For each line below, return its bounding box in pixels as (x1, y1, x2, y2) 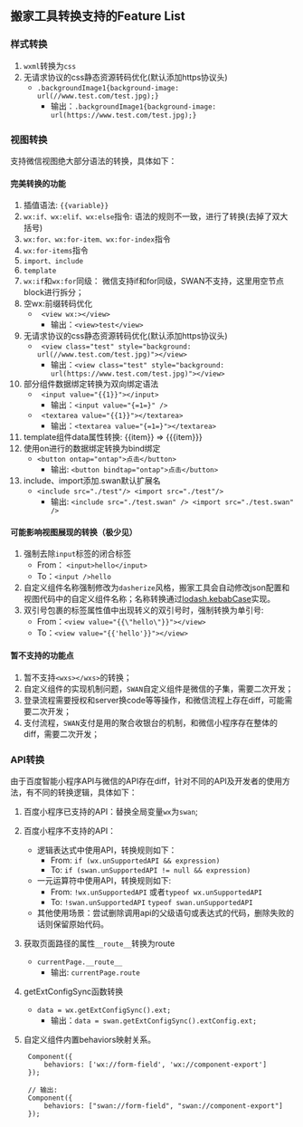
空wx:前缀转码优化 (23, 298, 93, 310)
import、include (23, 257, 84, 266)
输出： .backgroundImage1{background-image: (50, 100, 216, 111)
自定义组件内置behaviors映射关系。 (23, 1034, 156, 1045)
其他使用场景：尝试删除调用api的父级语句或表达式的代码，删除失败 (36, 907, 287, 918)
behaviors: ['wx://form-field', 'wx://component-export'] (43, 1060, 268, 1069)
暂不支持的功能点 (10, 650, 74, 661)
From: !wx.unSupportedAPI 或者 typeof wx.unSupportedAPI (50, 886, 263, 897)
